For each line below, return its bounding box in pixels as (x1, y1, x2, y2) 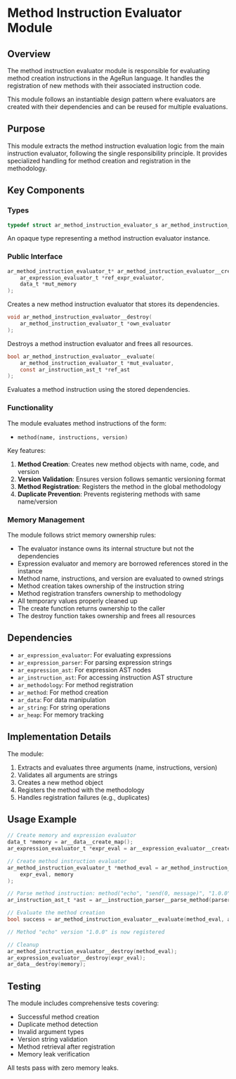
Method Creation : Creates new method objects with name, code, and (17, 459, 219, 468)
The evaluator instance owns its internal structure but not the (17, 544, 195, 553)
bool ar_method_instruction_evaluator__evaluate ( (7, 353, 156, 360)
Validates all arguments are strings (17, 770, 118, 779)
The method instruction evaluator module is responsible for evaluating (7, 67, 211, 75)
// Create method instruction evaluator (7, 857, 128, 864)
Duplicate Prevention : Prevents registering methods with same (17, 490, 201, 498)
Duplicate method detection (17, 1020, 98, 1028)
